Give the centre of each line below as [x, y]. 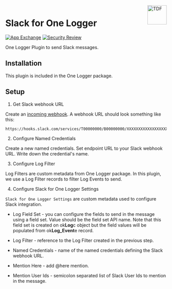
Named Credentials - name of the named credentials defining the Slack [88, 250]
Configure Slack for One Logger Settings [56, 189]
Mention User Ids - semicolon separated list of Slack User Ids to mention [89, 275]
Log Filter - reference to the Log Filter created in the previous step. [83, 240]
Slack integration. [24, 204]
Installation [24, 63]
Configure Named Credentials [44, 138]
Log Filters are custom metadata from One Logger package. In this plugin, [83, 173]
